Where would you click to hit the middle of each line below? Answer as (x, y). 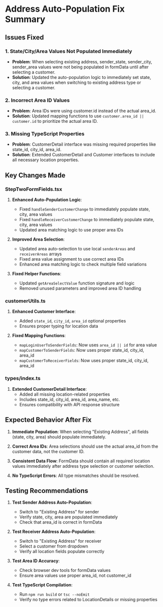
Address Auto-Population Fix (65, 9)
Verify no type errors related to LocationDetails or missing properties (88, 600)
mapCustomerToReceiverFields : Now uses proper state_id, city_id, (84, 360)
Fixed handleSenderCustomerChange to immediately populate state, (85, 209)
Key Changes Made (35, 175)
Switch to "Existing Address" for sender (59, 512)
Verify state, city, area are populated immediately (69, 517)
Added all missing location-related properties (65, 394)
